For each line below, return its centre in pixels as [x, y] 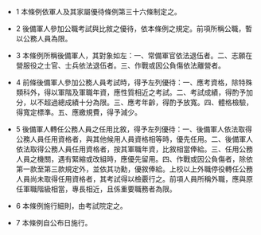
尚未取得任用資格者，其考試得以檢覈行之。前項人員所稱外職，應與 [138, 179]
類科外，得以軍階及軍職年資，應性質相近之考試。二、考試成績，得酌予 [131, 92]
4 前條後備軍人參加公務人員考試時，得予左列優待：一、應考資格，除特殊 [134, 82]
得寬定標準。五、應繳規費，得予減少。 [78, 112]
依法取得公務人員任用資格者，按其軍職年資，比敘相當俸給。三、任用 [127, 149]
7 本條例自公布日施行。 [54, 223]
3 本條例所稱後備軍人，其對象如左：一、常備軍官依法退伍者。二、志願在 [134, 55]
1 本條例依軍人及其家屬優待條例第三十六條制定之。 [98, 12]
